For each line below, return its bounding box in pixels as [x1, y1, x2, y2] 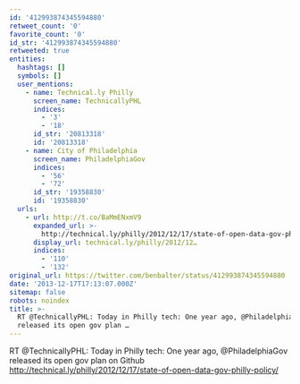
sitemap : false [9, 287, 66, 296]
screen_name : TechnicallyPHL [32, 96, 142, 106]
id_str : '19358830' [32, 188, 105, 197]
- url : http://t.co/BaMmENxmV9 [25, 212, 142, 222]
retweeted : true [9, 47, 70, 55]
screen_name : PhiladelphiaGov [32, 154, 146, 164]
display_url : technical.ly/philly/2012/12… [32, 238, 198, 247]
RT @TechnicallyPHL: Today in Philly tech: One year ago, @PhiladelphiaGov [9, 346, 288, 356]
